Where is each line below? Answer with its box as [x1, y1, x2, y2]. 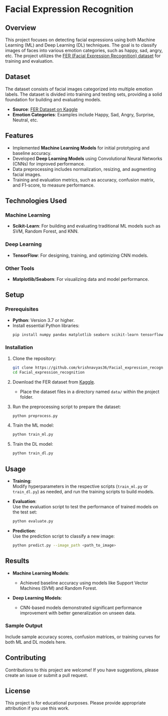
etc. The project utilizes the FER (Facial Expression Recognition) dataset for [5, 53, 161, 59]
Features [5, 131, 34, 140]
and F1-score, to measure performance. [12, 182, 95, 188]
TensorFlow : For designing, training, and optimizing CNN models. [12, 252, 148, 258]
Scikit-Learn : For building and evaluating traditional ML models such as [12, 223, 160, 229]
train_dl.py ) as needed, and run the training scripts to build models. [12, 488, 154, 494]
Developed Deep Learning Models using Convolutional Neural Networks [12, 155, 162, 161]
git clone [12, 365, 34, 370]
